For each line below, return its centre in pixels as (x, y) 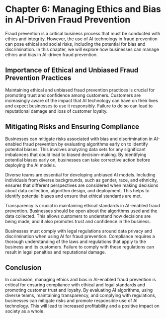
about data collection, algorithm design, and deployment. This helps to (78, 190)
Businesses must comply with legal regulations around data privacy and (79, 231)
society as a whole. (25, 311)
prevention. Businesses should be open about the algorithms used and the (81, 211)
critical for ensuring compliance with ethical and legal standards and (75, 285)
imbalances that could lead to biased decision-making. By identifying (76, 155)
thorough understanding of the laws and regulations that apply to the (76, 241)
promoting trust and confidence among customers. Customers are (73, 95)
